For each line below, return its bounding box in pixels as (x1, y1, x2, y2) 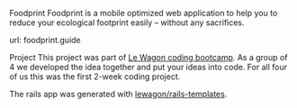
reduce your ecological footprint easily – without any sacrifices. (9, 17, 245, 28)
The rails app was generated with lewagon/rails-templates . (9, 89, 228, 99)
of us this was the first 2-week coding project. (9, 71, 181, 82)
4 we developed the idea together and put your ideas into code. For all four (9, 62, 288, 72)
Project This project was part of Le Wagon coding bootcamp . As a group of (9, 52, 288, 62)
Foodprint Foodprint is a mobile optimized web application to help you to (9, 8, 278, 18)
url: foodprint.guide (9, 35, 81, 45)
